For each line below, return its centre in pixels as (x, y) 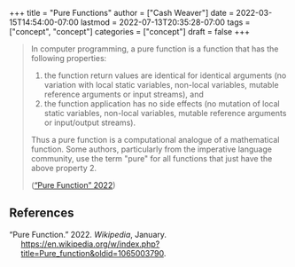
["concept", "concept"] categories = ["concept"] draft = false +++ (130, 31)
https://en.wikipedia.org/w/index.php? (90, 244)
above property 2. (64, 168)
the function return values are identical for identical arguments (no (165, 75)
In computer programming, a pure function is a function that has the (155, 49)
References (42, 213)
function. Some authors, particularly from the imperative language (151, 149)
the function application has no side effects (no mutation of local (162, 104)
